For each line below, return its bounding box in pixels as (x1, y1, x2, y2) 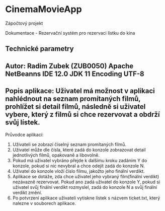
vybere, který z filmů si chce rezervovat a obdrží (5, 110, 160, 119)
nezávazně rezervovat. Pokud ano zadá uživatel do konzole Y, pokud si (12, 179, 160, 185)
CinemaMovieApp (5, 4, 82, 15)
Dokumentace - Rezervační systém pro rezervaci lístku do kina (5, 30, 135, 36)
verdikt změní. (12, 189, 42, 195)
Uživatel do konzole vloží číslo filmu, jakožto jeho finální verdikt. (12, 168, 145, 174)
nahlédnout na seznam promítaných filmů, (5, 95, 141, 103)
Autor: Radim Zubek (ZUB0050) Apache (5, 61, 134, 70)
